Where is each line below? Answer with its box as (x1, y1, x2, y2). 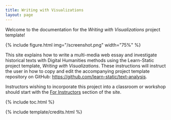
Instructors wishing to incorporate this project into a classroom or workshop (5, 83, 166, 90)
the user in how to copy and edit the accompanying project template (5, 68, 150, 74)
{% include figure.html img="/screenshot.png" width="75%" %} (5, 42, 141, 48)
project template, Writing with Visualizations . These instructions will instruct (5, 63, 166, 69)
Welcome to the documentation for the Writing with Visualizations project (5, 26, 161, 32)
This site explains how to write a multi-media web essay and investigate (5, 52, 158, 58)
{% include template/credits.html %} (5, 109, 83, 115)
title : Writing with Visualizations (5, 7, 84, 13)
